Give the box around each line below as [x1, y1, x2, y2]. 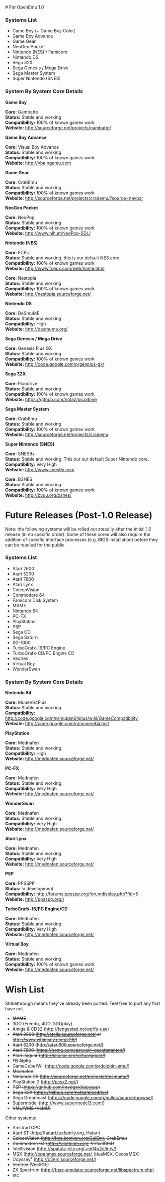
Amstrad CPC [12, 1125, 41, 1131]
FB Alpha [12, 1058, 31, 1064]
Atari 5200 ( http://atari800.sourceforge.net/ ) [12, 1042, 104, 1048]
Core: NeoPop [5, 214, 35, 220]
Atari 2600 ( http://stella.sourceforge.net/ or [12, 1031, 102, 1037]
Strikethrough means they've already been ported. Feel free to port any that [5, 1000, 161, 1006]
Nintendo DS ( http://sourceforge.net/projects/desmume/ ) [12, 1074, 130, 1079]
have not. [5, 1006, 24, 1012]
